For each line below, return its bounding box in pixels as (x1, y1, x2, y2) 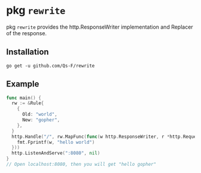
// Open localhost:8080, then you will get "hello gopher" (6, 162, 157, 168)
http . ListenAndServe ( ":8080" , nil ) (11, 150, 100, 156)
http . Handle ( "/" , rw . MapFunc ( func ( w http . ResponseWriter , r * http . (11, 134, 184, 140)
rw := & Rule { (11, 100, 44, 106)
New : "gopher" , (22, 117, 60, 123)
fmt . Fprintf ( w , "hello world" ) (17, 139, 95, 145)
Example (6, 79, 39, 89)
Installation (6, 47, 49, 57)
